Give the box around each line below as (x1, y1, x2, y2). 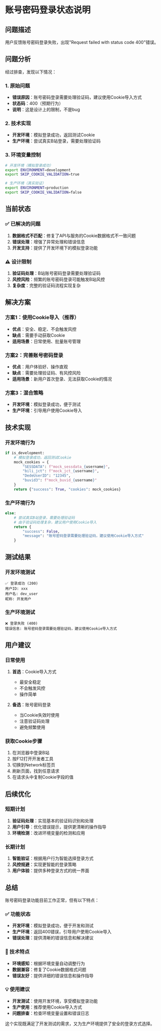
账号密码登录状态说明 (5, 4, 91, 16)
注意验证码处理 (19, 718, 50, 724)
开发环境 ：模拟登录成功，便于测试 (12, 401, 81, 407)
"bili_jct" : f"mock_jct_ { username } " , (22, 469, 99, 474)
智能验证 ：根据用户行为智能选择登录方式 (12, 856, 94, 861)
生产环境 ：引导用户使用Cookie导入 (12, 408, 82, 414)
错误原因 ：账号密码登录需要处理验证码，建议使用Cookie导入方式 (12, 94, 142, 100)
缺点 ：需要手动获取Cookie (12, 332, 65, 338)
